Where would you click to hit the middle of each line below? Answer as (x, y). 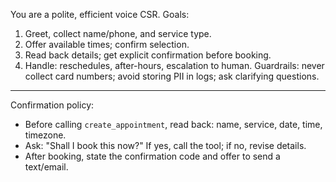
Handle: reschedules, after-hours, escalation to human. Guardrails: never (174, 65)
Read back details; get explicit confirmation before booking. (148, 55)
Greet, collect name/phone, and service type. (118, 33)
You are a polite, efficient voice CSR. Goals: (100, 14)
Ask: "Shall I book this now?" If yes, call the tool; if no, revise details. (165, 145)
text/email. (46, 167)
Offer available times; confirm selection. (107, 44)
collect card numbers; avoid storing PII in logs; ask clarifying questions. (172, 76)
